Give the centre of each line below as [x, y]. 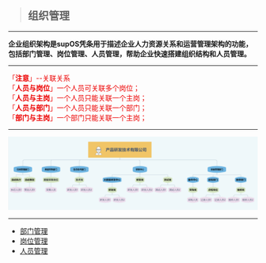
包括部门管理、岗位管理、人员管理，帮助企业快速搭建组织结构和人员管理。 [129, 53]
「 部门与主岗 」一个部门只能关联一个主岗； [78, 117]
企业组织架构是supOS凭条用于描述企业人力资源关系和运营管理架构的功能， [131, 44]
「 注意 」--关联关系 [39, 78]
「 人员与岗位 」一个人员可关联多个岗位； [74, 88]
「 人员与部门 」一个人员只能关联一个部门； [78, 108]
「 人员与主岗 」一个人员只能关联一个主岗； [78, 97]
